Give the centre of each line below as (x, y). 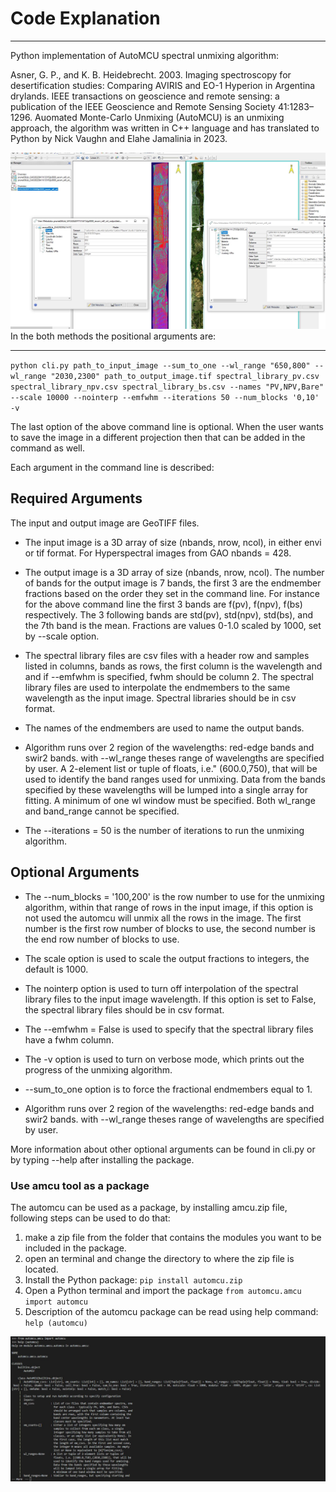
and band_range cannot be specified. (102, 811)
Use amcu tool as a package (80, 1185)
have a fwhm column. (69, 1039)
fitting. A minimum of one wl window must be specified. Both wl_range (170, 800)
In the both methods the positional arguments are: (113, 336)
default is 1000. (56, 969)
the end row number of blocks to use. (102, 939)
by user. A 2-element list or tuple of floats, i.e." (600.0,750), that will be (171, 768)
